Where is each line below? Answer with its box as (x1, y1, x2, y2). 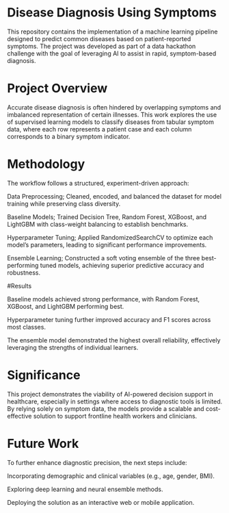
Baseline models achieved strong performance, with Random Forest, (7, 295, 200, 303)
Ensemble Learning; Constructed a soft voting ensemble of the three (7, 253, 200, 262)
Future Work (7, 436, 79, 451)
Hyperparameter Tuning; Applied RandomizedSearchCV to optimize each (7, 233, 213, 241)
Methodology (7, 156, 85, 172)
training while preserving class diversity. (7, 199, 121, 208)
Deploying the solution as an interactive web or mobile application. (7, 498, 195, 506)
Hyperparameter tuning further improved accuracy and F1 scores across (7, 315, 211, 323)
